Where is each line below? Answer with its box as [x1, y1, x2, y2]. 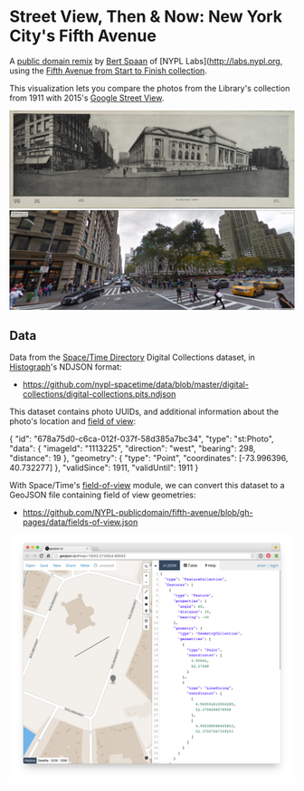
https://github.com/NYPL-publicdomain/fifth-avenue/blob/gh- [22, 507, 253, 518]
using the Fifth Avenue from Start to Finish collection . [9, 65, 208, 76]
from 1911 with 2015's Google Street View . [9, 92, 165, 103]
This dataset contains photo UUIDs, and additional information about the [9, 406, 279, 418]
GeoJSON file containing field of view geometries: [9, 489, 196, 500]
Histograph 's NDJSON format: [9, 362, 122, 372]
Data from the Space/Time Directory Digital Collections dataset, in [9, 352, 256, 363]
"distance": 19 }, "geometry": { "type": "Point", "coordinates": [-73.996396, [9, 453, 289, 464]
